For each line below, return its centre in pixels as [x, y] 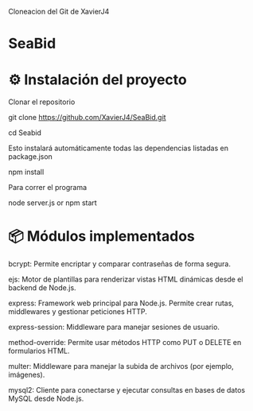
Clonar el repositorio [42, 102]
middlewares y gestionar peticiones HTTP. [78, 312]
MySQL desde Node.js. [46, 399]
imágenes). [27, 375]
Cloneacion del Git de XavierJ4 [59, 12]
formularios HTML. [39, 351]
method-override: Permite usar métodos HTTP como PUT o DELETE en [125, 343]
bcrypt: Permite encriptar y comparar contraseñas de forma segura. [120, 264]
